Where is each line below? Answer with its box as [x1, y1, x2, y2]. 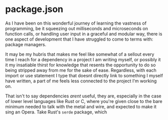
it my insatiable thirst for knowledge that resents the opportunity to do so [5, 62, 156, 68]
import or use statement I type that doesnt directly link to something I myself [5, 72, 163, 78]
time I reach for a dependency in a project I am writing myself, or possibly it [5, 56, 161, 62]
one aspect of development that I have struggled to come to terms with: [5, 36, 153, 42]
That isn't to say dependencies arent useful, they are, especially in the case [5, 93, 161, 99]
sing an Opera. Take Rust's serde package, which [5, 109, 107, 115]
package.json [5, 4, 64, 15]
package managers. [5, 41, 47, 47]
